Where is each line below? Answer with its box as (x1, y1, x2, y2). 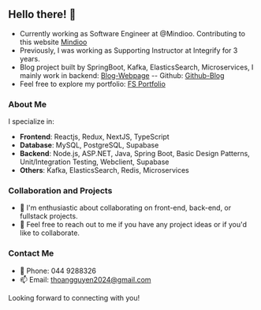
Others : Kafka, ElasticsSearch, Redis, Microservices (19, 166, 189, 175)
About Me (8, 99, 47, 110)
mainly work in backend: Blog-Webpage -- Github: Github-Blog (19, 70, 225, 80)
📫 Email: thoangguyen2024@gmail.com (19, 275, 151, 284)
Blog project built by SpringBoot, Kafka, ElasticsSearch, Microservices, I (19, 62, 254, 72)
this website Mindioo (19, 37, 88, 47)
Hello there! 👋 (8, 8, 76, 21)
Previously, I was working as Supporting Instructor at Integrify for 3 (19, 45, 238, 55)
